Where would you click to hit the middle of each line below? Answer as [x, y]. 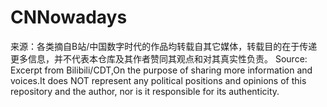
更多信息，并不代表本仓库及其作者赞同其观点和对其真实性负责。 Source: [159, 58]
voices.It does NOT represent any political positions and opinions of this [158, 80]
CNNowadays [69, 17]
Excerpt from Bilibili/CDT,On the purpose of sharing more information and [161, 70]
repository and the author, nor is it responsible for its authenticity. [145, 91]
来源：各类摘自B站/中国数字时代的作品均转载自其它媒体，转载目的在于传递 [164, 46]
